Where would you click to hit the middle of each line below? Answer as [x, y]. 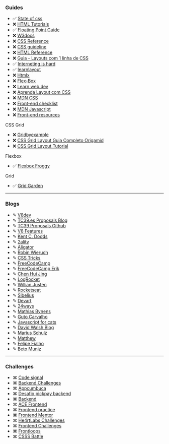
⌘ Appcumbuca [29, 388]
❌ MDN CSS [25, 98]
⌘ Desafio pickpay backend [42, 393]
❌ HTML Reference [32, 52]
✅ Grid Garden [28, 186]
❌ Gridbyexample [30, 135]
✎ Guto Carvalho [30, 316]
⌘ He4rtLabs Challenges [38, 420]
